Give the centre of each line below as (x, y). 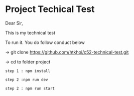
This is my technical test (30, 32)
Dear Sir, (14, 23)
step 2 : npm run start (30, 88)
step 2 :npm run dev (27, 79)
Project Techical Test (50, 9)
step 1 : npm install (28, 71)
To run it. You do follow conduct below (45, 42)
